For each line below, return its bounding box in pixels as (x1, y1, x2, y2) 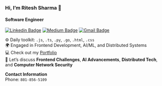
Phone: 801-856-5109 (5, 77, 47, 83)
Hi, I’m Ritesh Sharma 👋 (5, 4, 62, 11)
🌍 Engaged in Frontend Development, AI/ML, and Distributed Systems (5, 43, 147, 48)
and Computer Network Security (5, 62, 73, 68)
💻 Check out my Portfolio (5, 50, 57, 56)
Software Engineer (5, 17, 44, 22)
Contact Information (5, 71, 47, 77)
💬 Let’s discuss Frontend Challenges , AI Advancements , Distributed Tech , (5, 57, 158, 63)
